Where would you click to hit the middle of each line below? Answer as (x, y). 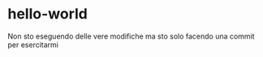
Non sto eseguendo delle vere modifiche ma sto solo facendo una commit (131, 36)
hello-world (48, 14)
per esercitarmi (33, 44)
